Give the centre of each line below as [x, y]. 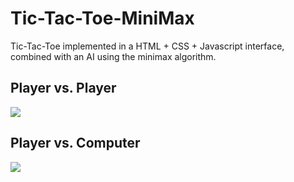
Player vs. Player [63, 88]
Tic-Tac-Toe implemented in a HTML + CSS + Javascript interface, [147, 46]
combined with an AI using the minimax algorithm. [113, 56]
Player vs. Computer [75, 143]
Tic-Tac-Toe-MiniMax [102, 18]
